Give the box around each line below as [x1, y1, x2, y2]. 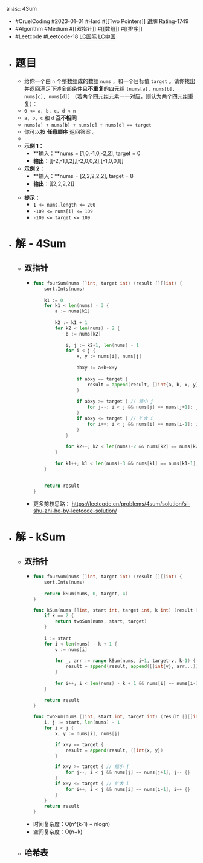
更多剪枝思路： [33, 500, 71, 508]
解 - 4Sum [14, 237, 66, 251]
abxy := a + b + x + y [76, 365, 118, 371]
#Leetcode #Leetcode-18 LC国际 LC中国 [14, 33, 116, 40]
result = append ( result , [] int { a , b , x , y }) [87, 382, 201, 388]
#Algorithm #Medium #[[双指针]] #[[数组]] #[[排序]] [14, 25, 143, 32]
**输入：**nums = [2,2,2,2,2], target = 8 [33, 172, 134, 179]
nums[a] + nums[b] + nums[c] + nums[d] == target [24, 122, 152, 128]
